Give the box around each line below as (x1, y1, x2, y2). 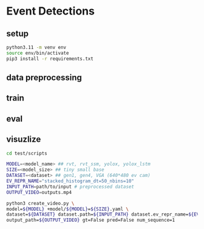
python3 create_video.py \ (6, 200, 75, 207)
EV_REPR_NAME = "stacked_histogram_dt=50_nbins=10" (6, 178, 135, 184)
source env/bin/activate (6, 50, 69, 56)
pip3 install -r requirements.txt (6, 56, 94, 62)
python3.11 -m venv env (6, 44, 67, 50)
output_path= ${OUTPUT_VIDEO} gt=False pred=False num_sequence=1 (6, 217, 175, 224)
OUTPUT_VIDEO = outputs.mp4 (6, 189, 72, 195)
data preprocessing (6, 73, 82, 83)
